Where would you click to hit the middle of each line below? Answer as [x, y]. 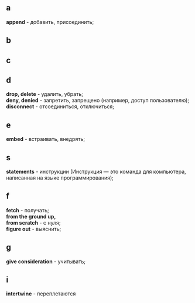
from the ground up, [31, 216]
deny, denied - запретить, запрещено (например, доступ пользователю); [97, 101]
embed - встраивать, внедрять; [46, 139]
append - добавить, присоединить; [50, 22]
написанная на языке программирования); [60, 178]
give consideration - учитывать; [46, 261]
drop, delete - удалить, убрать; [45, 94]
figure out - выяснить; [34, 229]
